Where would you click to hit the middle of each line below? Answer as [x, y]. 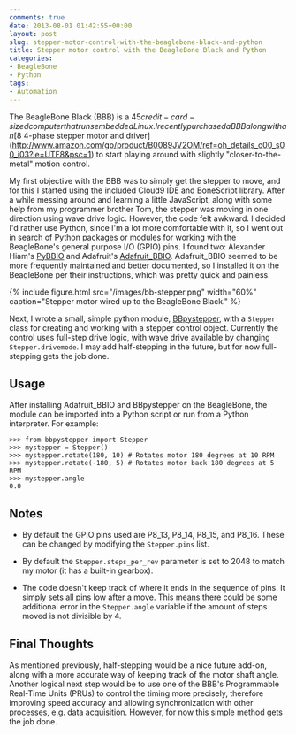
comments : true [37, 17]
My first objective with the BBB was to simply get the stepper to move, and [145, 180]
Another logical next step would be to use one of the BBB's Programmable [144, 684]
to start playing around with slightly [160, 154]
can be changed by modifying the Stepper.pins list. [115, 544]
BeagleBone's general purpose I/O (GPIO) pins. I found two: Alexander [137, 246]
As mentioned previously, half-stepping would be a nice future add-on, [138, 665]
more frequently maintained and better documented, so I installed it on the [144, 265]
